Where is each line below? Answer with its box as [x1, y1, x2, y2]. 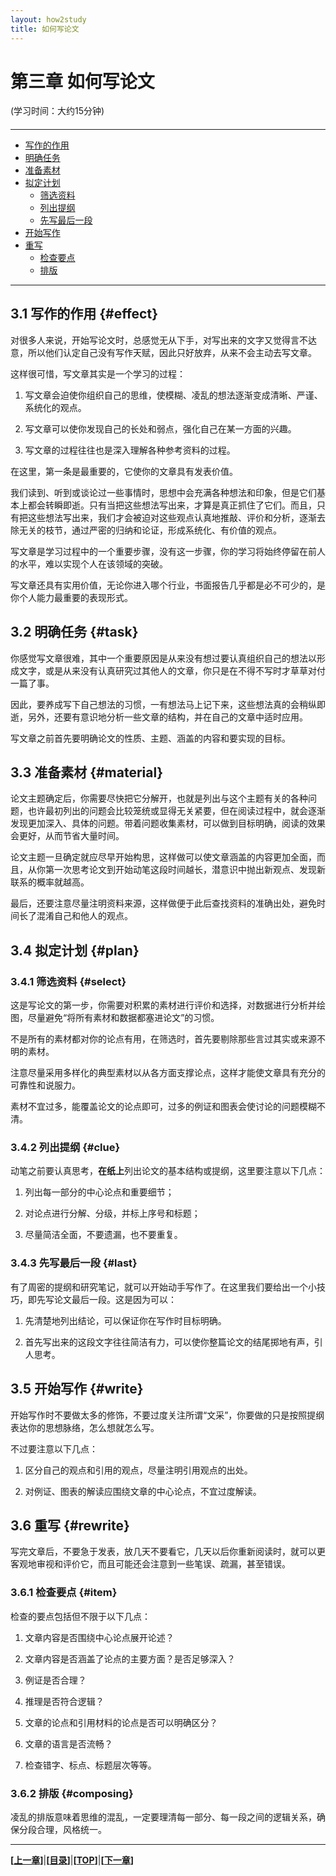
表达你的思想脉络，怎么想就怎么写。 [10, 1421, 160, 1433]
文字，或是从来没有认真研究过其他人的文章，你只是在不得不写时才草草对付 [18, 664, 326, 676]
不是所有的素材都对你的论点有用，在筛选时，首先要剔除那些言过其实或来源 [10, 1033, 317, 1045]
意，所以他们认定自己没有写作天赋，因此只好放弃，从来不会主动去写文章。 [10, 346, 317, 358]
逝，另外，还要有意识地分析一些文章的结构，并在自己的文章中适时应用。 [10, 711, 308, 723]
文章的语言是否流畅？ [24, 1737, 113, 1750]
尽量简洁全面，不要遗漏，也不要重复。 [24, 1229, 183, 1241]
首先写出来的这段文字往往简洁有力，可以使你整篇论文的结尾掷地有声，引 [24, 1336, 323, 1348]
